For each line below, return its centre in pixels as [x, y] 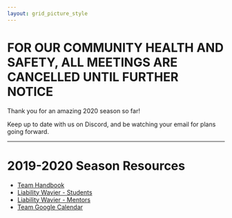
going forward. [28, 131]
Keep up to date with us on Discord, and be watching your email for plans [112, 124]
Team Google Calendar [50, 207]
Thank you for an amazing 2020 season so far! [74, 110]
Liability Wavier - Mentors [54, 199]
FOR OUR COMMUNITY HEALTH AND [116, 47]
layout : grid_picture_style [48, 13]
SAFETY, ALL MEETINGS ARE [93, 62]
